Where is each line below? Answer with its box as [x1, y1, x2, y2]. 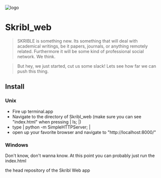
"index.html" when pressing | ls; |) [12, 119, 82, 125]
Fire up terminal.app [12, 108, 53, 114]
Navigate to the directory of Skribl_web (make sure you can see [12, 113, 142, 120]
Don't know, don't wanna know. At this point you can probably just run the [5, 153, 155, 158]
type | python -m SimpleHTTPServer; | [12, 124, 91, 130]
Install [5, 82, 25, 91]
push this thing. [17, 68, 49, 74]
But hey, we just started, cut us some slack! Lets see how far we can [17, 63, 157, 69]
